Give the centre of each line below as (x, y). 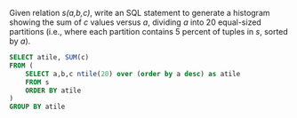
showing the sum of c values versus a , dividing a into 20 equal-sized (136, 22)
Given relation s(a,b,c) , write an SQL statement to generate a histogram (140, 13)
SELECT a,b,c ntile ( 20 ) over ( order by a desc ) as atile (133, 74)
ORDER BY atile (53, 90)
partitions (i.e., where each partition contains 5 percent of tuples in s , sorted (149, 31)
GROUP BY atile (37, 107)
